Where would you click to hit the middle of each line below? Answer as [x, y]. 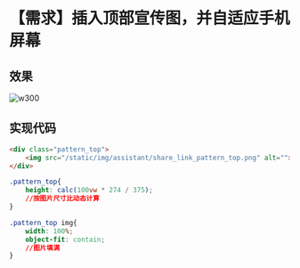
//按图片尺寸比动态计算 [62, 199]
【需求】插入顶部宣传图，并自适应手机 [150, 18]
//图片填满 [43, 248]
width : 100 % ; [49, 231]
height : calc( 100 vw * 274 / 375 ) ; [89, 191]
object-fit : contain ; [65, 240]
